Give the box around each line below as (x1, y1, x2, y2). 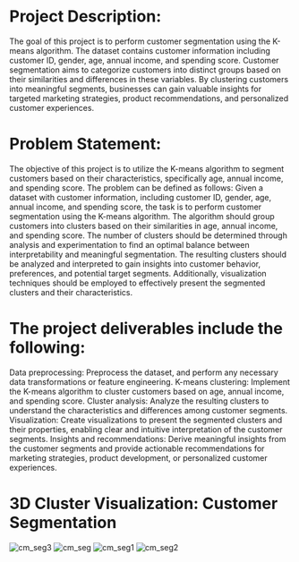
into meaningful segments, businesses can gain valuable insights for (9, 83, 262, 94)
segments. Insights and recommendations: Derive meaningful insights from (9, 433, 286, 444)
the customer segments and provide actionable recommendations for (9, 443, 265, 454)
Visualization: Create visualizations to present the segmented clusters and (9, 414, 283, 425)
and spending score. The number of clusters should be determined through (9, 230, 288, 241)
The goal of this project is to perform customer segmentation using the (9, 36, 271, 47)
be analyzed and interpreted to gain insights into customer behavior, (9, 258, 261, 269)
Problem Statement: (9, 134, 162, 154)
